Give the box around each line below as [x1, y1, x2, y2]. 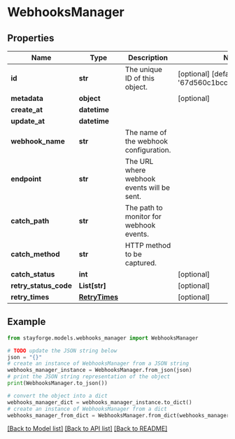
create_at [10, 105, 43, 114]
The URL [124, 157, 154, 166]
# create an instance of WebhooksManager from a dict [7, 405, 168, 412]
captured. [124, 258, 157, 267]
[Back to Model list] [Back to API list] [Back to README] [7, 424, 168, 433]
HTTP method [124, 241, 171, 250]
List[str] [78, 281, 106, 291]
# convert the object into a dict [7, 392, 108, 399]
